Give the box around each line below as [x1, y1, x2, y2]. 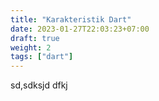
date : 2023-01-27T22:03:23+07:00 [10, 24, 150, 34]
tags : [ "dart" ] [10, 52, 74, 62]
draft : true [10, 33, 60, 43]
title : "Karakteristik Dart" [10, 14, 132, 25]
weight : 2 [10, 42, 52, 53]
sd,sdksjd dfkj [10, 79, 68, 91]
